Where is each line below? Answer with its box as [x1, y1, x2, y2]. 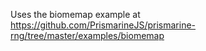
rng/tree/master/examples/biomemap [10, 30, 165, 41]
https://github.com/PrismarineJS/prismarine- [10, 19, 197, 31]
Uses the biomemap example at [10, 9, 141, 20]
